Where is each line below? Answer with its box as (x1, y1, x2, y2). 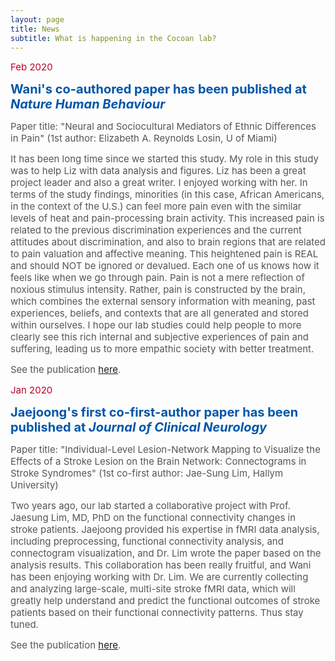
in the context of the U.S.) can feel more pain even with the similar (10, 200, 302, 213)
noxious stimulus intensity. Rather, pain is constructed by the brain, (10, 283, 306, 296)
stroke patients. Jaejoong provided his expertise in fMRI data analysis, (10, 523, 320, 536)
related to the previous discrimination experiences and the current (10, 224, 302, 237)
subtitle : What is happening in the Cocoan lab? (10, 33, 217, 43)
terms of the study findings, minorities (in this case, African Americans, (10, 188, 325, 201)
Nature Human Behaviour (10, 96, 166, 113)
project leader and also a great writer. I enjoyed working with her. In (10, 176, 308, 190)
